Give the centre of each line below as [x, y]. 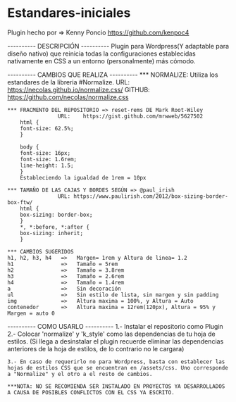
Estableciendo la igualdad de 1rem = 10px [83, 177]
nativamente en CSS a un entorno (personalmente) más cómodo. [101, 61]
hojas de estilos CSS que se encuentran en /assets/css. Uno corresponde [118, 368]
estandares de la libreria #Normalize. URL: [69, 82]
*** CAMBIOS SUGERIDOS [41, 251]
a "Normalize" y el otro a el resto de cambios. [80, 374]
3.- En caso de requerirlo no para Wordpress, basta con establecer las [116, 362]
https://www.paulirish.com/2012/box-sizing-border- [151, 196]
